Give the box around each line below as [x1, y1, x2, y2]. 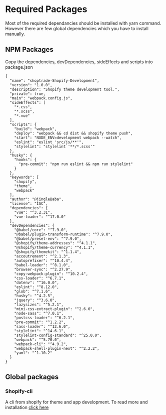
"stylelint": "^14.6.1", [14, 328, 66, 333]
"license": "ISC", [9, 201, 48, 206]
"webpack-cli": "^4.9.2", [14, 341, 68, 347]
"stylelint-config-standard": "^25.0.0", [14, 333, 101, 338]
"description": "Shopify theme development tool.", [9, 87, 120, 92]
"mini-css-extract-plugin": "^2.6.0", [14, 306, 95, 312]
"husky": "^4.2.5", [14, 293, 55, 298]
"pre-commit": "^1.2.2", [14, 320, 66, 325]
